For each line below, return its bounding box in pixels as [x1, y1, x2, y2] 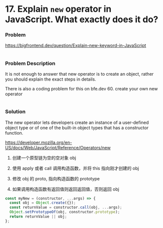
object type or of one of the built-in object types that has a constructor [5, 124, 149, 131]
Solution [5, 108, 26, 115]
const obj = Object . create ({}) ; [9, 200, 76, 205]
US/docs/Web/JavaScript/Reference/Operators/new [5, 144, 111, 150]
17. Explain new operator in [5, 3, 112, 15]
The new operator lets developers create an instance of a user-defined [5, 119, 149, 125]
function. [5, 130, 24, 136]
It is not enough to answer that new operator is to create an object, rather [5, 71, 154, 77]
